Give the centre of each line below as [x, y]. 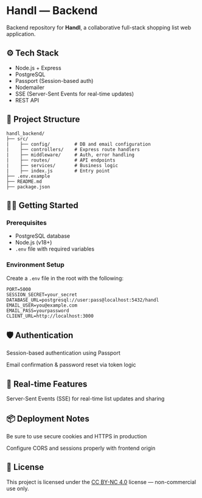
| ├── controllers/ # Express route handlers [73, 149]
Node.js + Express [38, 68]
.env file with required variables [55, 249]
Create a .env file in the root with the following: [65, 278]
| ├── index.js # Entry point [58, 171]
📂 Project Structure [43, 119]
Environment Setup [36, 265]
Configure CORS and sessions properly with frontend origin [81, 448]
